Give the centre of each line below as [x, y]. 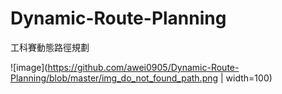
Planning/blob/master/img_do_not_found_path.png [114, 78]
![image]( [29, 67]
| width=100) [246, 78]
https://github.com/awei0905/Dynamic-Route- [143, 67]
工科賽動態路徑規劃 [50, 47]
